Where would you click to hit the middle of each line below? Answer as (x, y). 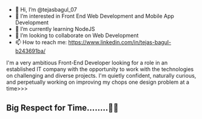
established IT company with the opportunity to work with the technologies (100, 69)
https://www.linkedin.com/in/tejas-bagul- (120, 42)
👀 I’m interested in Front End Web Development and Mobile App (95, 16)
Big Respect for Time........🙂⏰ (62, 108)
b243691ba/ (30, 51)
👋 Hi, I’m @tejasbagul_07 (46, 10)
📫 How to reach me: (41, 42)
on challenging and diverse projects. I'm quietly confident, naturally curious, (101, 76)
